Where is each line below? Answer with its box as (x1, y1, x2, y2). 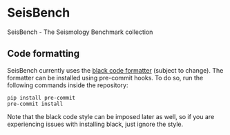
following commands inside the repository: (7, 81, 128, 89)
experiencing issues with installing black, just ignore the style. (7, 120, 184, 128)
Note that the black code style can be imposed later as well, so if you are (7, 112, 215, 120)
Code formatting (7, 48, 80, 60)
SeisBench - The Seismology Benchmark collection (7, 28, 153, 36)
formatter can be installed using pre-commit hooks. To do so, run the (7, 73, 204, 82)
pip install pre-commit (7, 94, 76, 101)
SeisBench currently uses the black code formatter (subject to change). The (7, 66, 224, 74)
